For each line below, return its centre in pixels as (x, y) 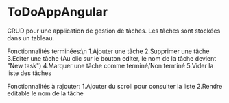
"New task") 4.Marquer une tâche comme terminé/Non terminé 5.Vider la (110, 65)
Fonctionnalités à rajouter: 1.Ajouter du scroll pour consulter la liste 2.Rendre (115, 86)
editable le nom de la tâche (45, 93)
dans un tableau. (31, 38)
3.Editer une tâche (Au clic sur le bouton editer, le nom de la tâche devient (112, 58)
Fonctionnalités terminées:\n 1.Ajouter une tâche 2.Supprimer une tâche (108, 51)
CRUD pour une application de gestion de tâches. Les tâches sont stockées (114, 31)
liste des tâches (29, 73)
